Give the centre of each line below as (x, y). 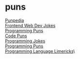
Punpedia (15, 20)
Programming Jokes (25, 41)
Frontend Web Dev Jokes (30, 25)
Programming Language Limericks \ (40, 51)
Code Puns (16, 36)
